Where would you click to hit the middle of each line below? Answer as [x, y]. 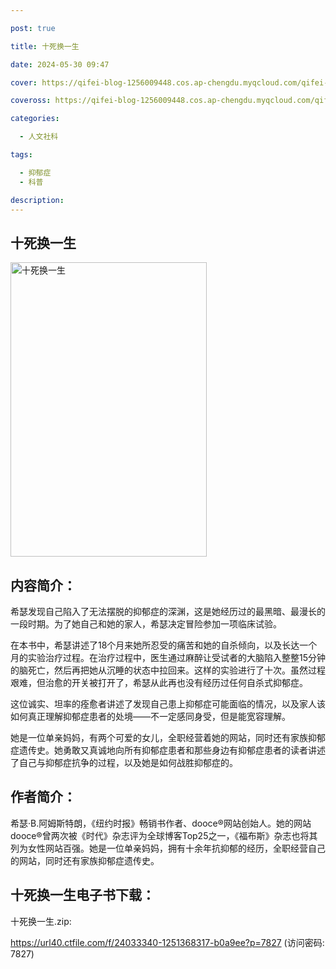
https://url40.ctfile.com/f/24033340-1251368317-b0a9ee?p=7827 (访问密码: [167, 942]
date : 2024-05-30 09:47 [60, 64]
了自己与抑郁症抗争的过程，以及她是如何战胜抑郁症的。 [124, 762]
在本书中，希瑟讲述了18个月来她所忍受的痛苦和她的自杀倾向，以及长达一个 [164, 645]
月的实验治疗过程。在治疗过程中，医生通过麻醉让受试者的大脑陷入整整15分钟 [168, 657]
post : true [33, 28]
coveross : [31, 101]
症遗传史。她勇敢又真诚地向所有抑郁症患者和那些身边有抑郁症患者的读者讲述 [168, 750]
